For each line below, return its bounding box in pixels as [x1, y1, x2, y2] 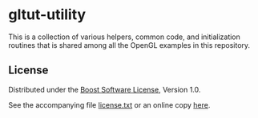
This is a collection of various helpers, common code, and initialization [8, 32, 240, 41]
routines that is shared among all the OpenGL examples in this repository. [8, 40, 251, 49]
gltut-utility [8, 6, 87, 24]
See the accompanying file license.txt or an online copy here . [8, 100, 211, 109]
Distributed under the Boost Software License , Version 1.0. [8, 85, 201, 94]
